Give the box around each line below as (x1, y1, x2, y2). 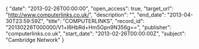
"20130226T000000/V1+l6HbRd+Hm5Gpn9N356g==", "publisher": (5, 24, 172, 31)
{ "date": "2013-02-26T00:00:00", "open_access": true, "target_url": (5, 5, 174, 12)
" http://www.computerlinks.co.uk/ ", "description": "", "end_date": (5, 11, 166, 18)
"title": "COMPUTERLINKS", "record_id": (45, 18, 145, 24)
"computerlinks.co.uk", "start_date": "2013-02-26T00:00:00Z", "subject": (5, 30, 186, 37)
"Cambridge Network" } (5, 37, 65, 43)
